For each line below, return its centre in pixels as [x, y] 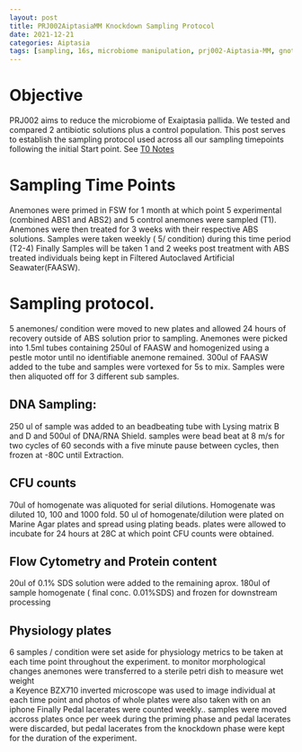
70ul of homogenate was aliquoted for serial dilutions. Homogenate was [142, 505]
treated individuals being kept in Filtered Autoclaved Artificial [122, 258]
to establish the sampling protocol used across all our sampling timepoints [147, 139]
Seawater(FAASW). [45, 267]
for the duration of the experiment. [73, 739]
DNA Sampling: [53, 405]
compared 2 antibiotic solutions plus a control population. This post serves [147, 130]
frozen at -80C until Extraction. [67, 455]
